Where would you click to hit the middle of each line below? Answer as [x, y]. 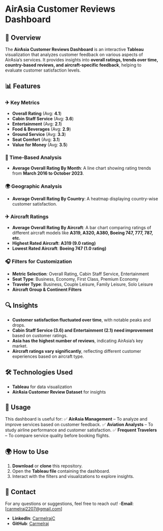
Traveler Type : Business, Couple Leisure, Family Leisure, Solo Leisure [82, 284]
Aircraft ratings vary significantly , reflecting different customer [77, 351]
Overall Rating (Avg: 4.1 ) [37, 113]
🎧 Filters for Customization [39, 261]
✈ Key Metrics [22, 103]
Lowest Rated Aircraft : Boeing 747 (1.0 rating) [59, 248]
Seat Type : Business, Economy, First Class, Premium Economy [75, 279]
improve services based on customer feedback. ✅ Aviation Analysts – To [79, 425]
